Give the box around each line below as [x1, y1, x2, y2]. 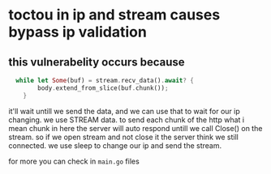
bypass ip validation [8, 23, 148, 41]
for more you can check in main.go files [8, 156, 140, 166]
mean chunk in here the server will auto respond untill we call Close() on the [8, 123, 263, 133]
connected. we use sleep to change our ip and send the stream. [8, 140, 222, 151]
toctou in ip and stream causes [8, 6, 221, 24]
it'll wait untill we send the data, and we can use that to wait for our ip [8, 106, 241, 116]
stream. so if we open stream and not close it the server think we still [8, 132, 239, 142]
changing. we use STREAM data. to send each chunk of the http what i [8, 115, 245, 125]
